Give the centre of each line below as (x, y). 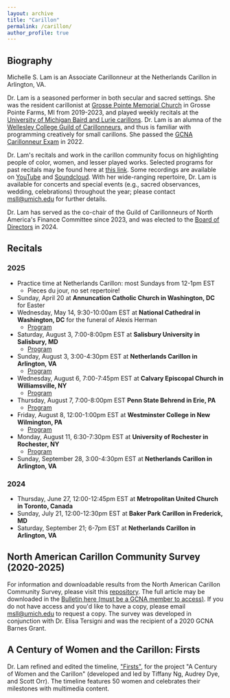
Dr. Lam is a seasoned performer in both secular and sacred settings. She (111, 98)
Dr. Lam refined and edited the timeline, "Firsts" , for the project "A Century (112, 666)
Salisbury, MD (37, 341)
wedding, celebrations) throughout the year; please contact (91, 192)
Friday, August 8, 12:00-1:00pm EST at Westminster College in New (114, 414)
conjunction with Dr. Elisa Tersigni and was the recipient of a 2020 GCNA (111, 621)
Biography (30, 60)
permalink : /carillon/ (39, 26)
